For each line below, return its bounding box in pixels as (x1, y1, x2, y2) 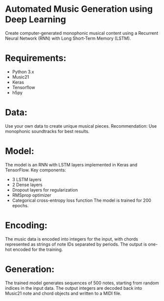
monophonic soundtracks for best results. (5, 128, 90, 134)
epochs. (12, 202, 29, 208)
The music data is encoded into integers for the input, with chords (5, 236, 139, 242)
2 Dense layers (12, 182, 43, 188)
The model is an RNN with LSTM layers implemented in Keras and (5, 162, 138, 167)
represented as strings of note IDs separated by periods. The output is (5, 241, 147, 247)
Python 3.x (12, 69, 34, 75)
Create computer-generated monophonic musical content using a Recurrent (5, 30, 158, 36)
